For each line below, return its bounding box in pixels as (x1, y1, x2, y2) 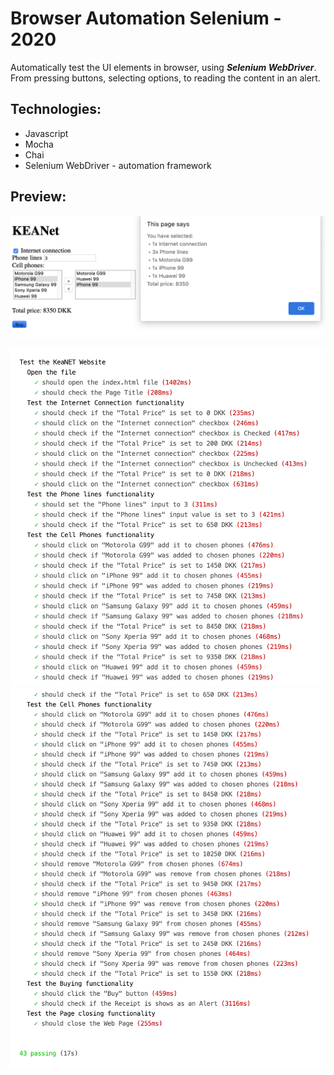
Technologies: (10, 101, 102, 118)
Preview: (10, 188, 67, 206)
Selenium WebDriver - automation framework (24, 159, 212, 171)
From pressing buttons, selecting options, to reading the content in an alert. (10, 72, 321, 84)
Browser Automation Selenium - (10, 7, 282, 30)
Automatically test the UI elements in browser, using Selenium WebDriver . (10, 61, 317, 73)
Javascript (24, 127, 69, 139)
